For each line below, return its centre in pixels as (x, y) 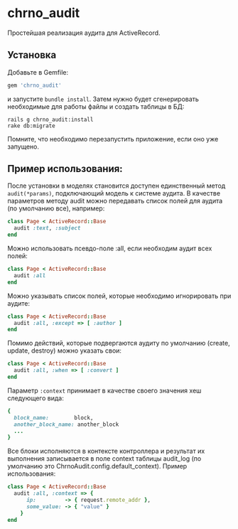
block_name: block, (54, 417)
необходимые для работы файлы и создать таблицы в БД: (96, 106)
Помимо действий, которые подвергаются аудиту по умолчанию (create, (119, 343)
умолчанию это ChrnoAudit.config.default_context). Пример (97, 466)
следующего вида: (36, 398)
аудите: (19, 303)
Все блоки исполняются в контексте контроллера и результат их (106, 451)
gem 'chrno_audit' (34, 85)
